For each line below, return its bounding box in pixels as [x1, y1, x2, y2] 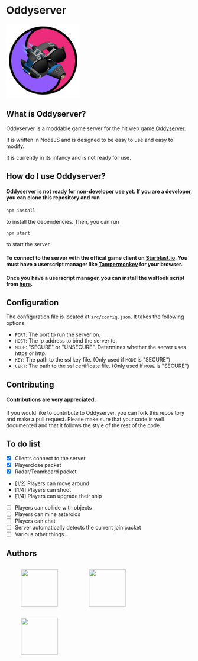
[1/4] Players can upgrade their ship [14, 492, 102, 499]
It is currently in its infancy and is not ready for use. [6, 154, 131, 161]
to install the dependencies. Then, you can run [6, 218, 119, 225]
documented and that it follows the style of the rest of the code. [6, 421, 161, 429]
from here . [6, 280, 33, 288]
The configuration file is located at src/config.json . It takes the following [6, 313, 184, 320]
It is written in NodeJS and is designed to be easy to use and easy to [6, 136, 173, 143]
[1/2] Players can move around [14, 480, 90, 487]
